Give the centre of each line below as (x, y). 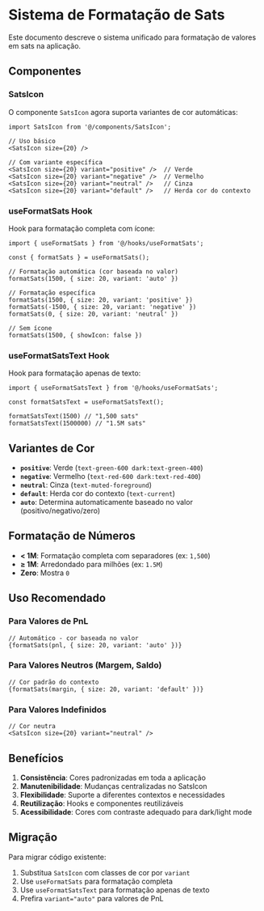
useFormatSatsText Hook (59, 355)
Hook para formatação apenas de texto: (75, 373)
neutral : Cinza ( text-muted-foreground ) (86, 485)
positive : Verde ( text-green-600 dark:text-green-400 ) (111, 468)
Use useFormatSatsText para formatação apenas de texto (115, 890)
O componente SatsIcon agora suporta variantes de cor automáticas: (123, 112)
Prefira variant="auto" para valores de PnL (92, 898)
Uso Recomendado (57, 598)
